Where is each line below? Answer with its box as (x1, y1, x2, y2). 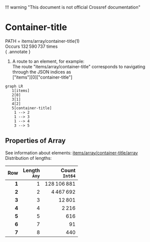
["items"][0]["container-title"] (12, 74, 73, 80)
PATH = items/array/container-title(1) (5, 38, 80, 44)
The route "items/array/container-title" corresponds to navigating (12, 63, 146, 69)
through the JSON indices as (12, 69, 71, 75)
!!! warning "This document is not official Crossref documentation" (5, 4, 141, 10)
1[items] (11, 88, 30, 93)
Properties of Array (5, 136, 66, 145)
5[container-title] (11, 106, 52, 111)
